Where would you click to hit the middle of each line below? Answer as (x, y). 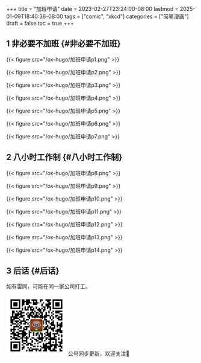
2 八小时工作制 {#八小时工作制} (64, 157)
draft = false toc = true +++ (40, 23)
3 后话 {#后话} (33, 271)
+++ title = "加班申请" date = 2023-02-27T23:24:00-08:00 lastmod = (92, 9)
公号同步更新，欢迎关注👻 (99, 354)
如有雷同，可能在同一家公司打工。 (48, 286)
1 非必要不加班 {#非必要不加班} (64, 44)
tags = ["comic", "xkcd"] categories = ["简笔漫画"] (126, 16)
